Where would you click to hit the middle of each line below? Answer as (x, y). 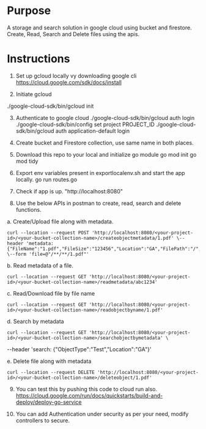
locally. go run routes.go (46, 179)
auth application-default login (93, 131)
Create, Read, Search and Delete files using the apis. (73, 34)
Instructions (39, 59)
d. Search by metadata (35, 321)
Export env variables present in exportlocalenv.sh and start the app (100, 173)
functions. (28, 209)
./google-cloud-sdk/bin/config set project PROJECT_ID (85, 124)
